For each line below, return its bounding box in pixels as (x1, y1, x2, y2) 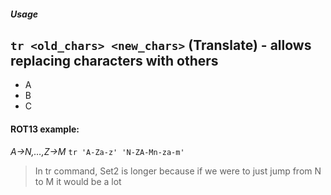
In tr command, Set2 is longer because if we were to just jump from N (34, 165, 322, 177)
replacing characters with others (10, 52, 219, 69)
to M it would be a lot (34, 175, 122, 187)
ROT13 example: (10, 123, 80, 135)
